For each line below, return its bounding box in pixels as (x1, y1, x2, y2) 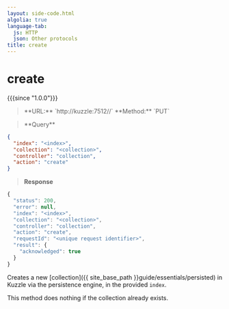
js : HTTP (13, 29, 38, 36)
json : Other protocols (13, 36, 78, 42)
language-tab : (7, 23, 48, 29)
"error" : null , (13, 203, 57, 211)
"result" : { (13, 242, 48, 249)
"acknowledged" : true (19, 248, 81, 255)
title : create (7, 42, 48, 49)
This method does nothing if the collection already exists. (7, 293, 169, 301)
